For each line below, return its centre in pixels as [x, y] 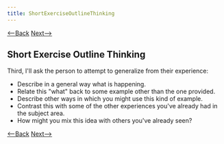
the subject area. [41, 113]
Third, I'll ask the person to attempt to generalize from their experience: [108, 71]
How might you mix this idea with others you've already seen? [104, 121]
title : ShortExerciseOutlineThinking [61, 13]
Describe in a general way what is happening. [81, 84]
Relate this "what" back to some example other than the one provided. [116, 92]
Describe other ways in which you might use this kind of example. [110, 99]
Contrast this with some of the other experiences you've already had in [117, 106]
